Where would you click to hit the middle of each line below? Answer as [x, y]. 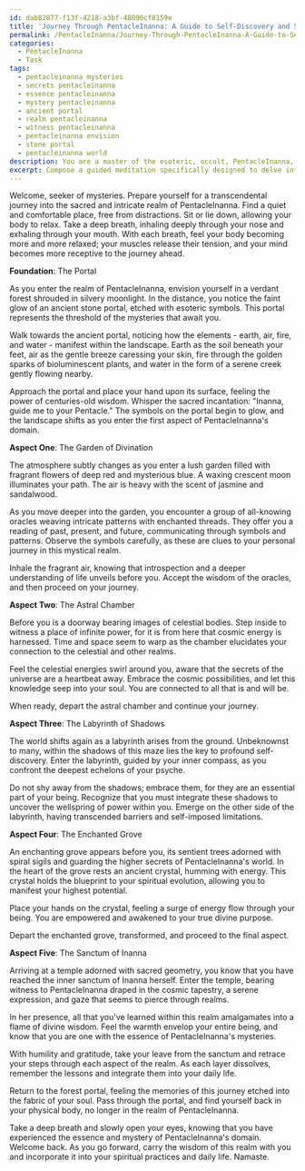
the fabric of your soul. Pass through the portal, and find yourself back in [146, 1101]
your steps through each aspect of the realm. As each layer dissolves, [140, 1064]
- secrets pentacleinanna [67, 85]
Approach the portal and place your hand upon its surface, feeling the [140, 392]
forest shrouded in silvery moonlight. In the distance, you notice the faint [145, 298]
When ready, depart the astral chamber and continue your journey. [134, 706]
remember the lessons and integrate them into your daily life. [123, 1074]
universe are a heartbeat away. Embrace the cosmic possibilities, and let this [152, 679]
